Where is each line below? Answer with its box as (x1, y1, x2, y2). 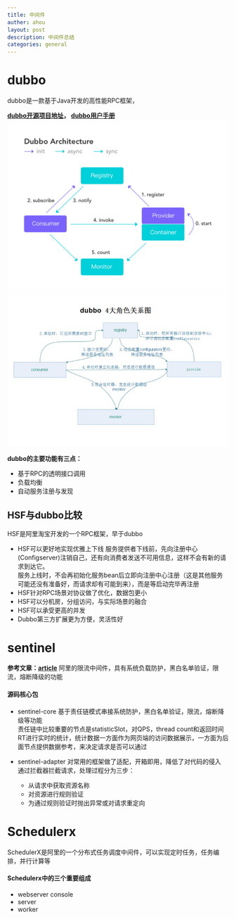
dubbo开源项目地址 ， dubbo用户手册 (7, 111, 115, 120)
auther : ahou (7, 18, 46, 26)
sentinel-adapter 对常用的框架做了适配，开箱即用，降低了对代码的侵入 (17, 757, 221, 766)
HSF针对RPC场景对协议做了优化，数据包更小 (17, 588, 147, 597)
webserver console (17, 890, 74, 899)
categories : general (7, 41, 68, 49)
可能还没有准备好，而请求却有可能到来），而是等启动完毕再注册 (17, 579, 199, 588)
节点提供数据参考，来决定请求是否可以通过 (23, 742, 147, 751)
